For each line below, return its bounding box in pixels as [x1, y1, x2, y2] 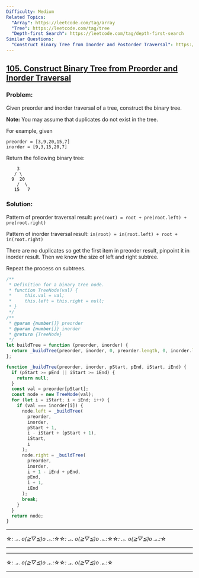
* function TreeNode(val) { [8, 287, 78, 293]
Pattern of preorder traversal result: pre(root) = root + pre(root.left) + [6, 213, 187, 221]
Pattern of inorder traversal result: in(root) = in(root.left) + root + [6, 230, 178, 237]
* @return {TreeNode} [8, 331, 62, 337]
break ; [21, 496, 38, 502]
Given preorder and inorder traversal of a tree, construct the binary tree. [6, 104, 182, 111]
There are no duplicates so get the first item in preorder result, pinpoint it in [6, 247, 190, 254]
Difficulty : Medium [6, 8, 54, 15]
